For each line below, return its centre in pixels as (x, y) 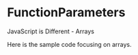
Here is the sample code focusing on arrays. (69, 44)
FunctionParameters (66, 13)
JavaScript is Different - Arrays (51, 31)
